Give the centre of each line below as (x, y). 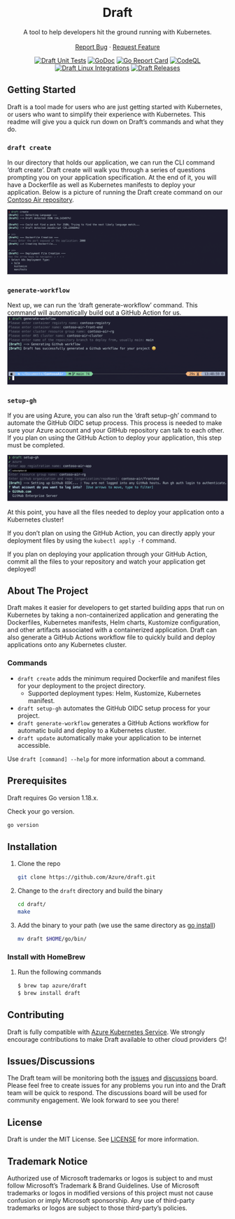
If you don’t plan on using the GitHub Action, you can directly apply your (111, 533)
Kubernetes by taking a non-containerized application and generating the (113, 615)
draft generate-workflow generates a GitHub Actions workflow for (113, 723)
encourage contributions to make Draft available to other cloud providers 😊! (117, 1039)
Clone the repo (39, 864)
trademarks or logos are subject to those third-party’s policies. (97, 1208)
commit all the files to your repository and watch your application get (106, 562)
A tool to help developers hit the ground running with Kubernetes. (117, 32)
